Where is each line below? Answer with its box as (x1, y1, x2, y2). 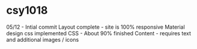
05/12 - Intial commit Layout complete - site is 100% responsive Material (6, 23, 185, 30)
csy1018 (6, 4, 48, 17)
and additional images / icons (6, 36, 79, 43)
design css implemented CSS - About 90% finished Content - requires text (6, 29, 191, 36)
